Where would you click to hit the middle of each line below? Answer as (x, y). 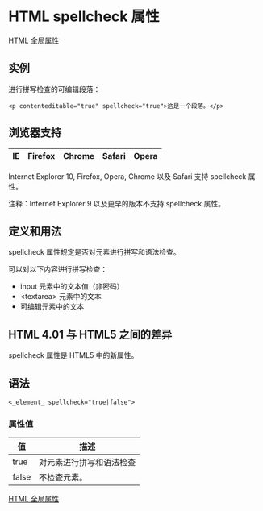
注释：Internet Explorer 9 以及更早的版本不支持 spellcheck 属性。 (117, 203)
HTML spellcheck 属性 (84, 17)
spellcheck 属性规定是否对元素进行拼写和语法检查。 (94, 252)
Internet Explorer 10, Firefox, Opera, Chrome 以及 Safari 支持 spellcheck (127, 176)
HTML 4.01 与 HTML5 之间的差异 (90, 334)
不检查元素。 (63, 478)
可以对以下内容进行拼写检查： (58, 269)
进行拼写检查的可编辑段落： (54, 89)
